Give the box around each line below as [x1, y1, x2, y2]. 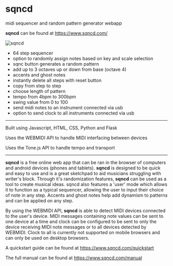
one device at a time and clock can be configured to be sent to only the [5, 218, 157, 224]
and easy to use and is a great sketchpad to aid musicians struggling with [5, 170, 161, 176]
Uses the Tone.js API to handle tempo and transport [5, 144, 115, 150]
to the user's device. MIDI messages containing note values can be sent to [5, 213, 164, 219]
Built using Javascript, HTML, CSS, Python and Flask [5, 124, 117, 131]
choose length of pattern [12, 88, 66, 94]
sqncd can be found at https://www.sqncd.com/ [5, 30, 108, 36]
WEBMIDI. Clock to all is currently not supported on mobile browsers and [5, 229, 161, 235]
